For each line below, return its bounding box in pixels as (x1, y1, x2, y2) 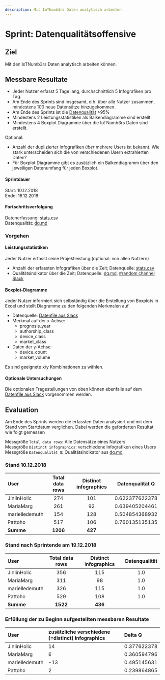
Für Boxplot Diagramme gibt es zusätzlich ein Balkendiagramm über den (12, 160, 159, 166)
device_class (19, 334, 46, 340)
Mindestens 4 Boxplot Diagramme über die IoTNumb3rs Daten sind (12, 120, 148, 126)
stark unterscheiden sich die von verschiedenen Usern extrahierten (12, 149, 149, 155)
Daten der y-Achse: (12, 344, 52, 350)
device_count (19, 349, 47, 355)
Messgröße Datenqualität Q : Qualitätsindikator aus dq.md (5, 449, 123, 455)
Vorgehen (5, 232, 29, 239)
